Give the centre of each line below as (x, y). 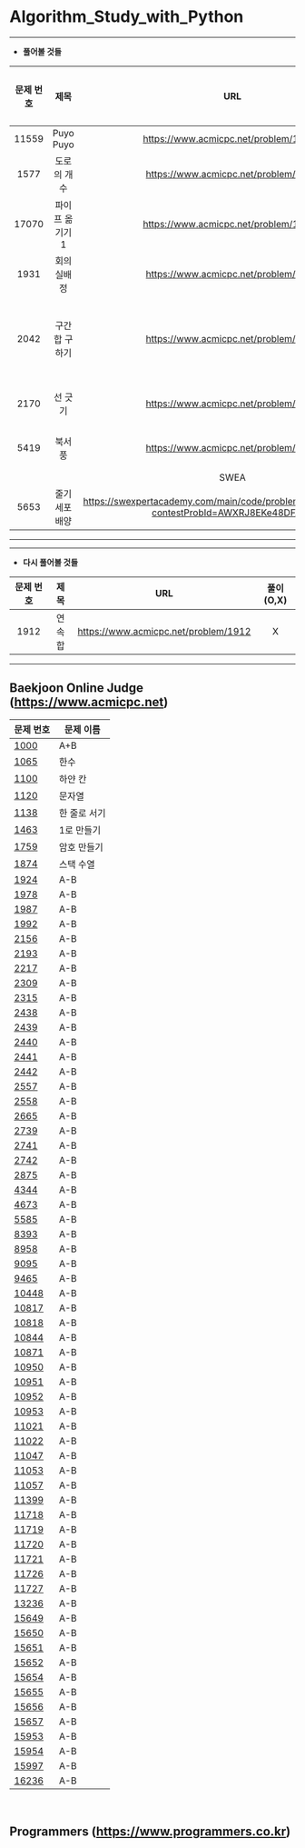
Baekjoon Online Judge (76, 688)
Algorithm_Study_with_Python (127, 17)
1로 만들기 (80, 830)
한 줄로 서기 (82, 813)
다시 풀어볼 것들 (50, 562)
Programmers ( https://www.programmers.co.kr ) (150, 1832)
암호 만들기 (81, 847)
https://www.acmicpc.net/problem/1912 (164, 631)
